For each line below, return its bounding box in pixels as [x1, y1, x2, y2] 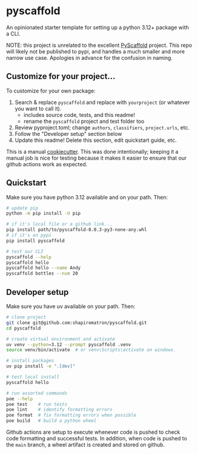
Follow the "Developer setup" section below [14, 130, 123, 137]
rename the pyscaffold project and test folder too [23, 118, 145, 125]
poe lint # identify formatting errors [6, 407, 113, 413]
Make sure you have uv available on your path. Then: [6, 303, 135, 310]
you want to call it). [14, 105, 62, 112]
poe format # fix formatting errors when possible [6, 412, 136, 418]
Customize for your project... [6, 71, 116, 81]
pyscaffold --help [6, 254, 52, 260]
